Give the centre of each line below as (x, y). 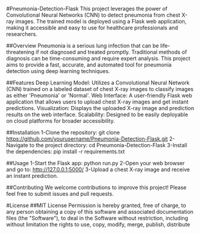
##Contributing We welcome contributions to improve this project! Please (96, 187)
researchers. (22, 34)
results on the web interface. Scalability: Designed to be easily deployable (97, 114)
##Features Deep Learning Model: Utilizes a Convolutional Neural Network (98, 83)
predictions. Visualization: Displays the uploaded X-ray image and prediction (100, 108)
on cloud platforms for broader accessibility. (61, 121)
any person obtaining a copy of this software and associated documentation (100, 212)
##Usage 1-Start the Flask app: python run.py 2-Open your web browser (96, 163)
